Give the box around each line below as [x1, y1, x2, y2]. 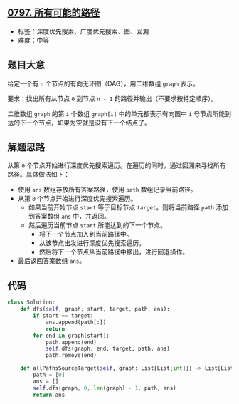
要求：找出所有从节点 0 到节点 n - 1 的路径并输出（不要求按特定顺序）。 [7, 94, 218, 103]
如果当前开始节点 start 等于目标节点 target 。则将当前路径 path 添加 [28, 203, 229, 212]
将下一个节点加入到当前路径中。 [38, 230, 133, 239]
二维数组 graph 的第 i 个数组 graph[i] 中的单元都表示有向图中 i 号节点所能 [7, 109, 225, 118]
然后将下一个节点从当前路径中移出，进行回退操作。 [38, 248, 189, 257]
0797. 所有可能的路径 [7, 6, 100, 19]
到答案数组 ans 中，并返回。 [28, 212, 110, 221]
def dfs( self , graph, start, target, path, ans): [20, 306, 171, 313]
